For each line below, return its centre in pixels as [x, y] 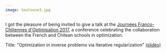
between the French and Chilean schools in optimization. [64, 35]
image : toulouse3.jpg [28, 10]
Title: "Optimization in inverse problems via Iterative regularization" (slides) [83, 45]
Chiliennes [16, 30]
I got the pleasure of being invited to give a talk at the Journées [71, 24]
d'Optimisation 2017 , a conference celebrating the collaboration [94, 30]
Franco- [146, 24]
